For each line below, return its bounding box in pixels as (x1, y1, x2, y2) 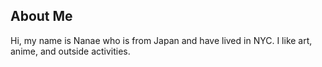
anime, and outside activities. (10, 45, 131, 57)
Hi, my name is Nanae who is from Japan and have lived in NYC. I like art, (10, 34, 313, 46)
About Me (10, 8, 73, 25)
